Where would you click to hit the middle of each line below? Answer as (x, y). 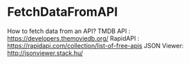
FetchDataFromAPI (63, 12)
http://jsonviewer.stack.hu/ (45, 53)
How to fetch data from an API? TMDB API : (69, 31)
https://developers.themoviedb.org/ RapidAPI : (73, 38)
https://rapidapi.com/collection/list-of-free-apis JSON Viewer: (96, 45)
